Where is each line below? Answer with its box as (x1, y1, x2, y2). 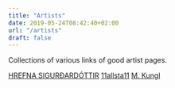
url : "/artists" (8, 26, 62, 34)
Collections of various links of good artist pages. (8, 55, 167, 65)
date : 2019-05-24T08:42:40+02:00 (8, 19, 119, 27)
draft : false (8, 33, 52, 42)
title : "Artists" (8, 11, 66, 20)
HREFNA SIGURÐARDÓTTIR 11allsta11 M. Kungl (8, 71, 161, 80)
